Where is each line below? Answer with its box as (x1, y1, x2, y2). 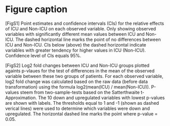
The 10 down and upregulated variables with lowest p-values (37, 95, 165, 101)
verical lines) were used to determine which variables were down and (5, 105, 150, 111)
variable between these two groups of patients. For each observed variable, (5, 73, 163, 79)
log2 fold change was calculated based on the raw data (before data (5, 78, 148, 85)
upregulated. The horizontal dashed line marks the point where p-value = (5, 110, 158, 117)
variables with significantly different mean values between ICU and (5, 31, 145, 37)
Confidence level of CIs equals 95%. (5, 52, 82, 59)
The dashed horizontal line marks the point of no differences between (15, 36, 161, 43)
